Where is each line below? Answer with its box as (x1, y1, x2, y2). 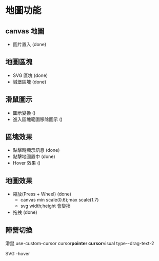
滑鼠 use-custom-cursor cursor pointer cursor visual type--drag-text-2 (5, 240, 154, 247)
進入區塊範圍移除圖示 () (12, 116, 63, 122)
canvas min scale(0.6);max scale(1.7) (20, 197, 99, 203)
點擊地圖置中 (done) (12, 153, 55, 159)
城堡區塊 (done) (12, 78, 47, 85)
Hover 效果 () (12, 160, 41, 166)
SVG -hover (5, 251, 30, 257)
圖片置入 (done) (12, 42, 47, 47)
